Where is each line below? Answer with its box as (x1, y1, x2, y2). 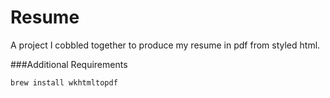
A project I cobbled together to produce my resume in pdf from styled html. (10, 39, 321, 51)
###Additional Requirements (10, 58, 128, 70)
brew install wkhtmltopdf (10, 77, 118, 88)
